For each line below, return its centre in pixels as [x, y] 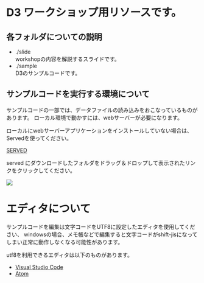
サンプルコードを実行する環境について [78, 94]
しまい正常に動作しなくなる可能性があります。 [65, 242]
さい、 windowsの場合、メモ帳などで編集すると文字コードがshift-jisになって [102, 234]
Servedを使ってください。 [39, 138]
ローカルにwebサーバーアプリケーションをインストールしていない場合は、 [100, 130]
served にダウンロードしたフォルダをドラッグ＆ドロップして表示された [96, 162]
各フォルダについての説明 [54, 37]
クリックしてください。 [46, 170]
